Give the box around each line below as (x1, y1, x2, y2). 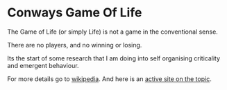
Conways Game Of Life (7, 5, 142, 21)
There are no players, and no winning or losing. (7, 41, 142, 49)
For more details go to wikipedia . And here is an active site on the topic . (7, 74, 212, 83)
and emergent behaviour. (7, 61, 79, 69)
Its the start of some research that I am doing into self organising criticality (7, 54, 221, 63)
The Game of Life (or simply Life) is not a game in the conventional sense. (7, 27, 219, 36)
